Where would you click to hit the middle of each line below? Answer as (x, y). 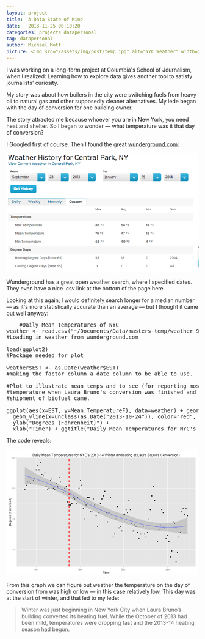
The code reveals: (29, 441)
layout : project (27, 13)
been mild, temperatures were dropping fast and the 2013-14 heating (108, 623)
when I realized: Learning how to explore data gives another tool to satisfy (99, 76)
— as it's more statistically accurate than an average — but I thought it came (102, 307)
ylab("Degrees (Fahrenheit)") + (61, 423)
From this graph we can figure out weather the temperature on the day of (98, 585)
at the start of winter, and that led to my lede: (63, 598)
